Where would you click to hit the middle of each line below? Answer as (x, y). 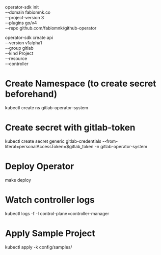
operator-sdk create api (29, 37)
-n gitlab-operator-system (121, 146)
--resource (16, 58)
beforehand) (31, 94)
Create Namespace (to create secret (80, 84)
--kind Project (19, 53)
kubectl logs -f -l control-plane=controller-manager (57, 213)
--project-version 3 (25, 17)
